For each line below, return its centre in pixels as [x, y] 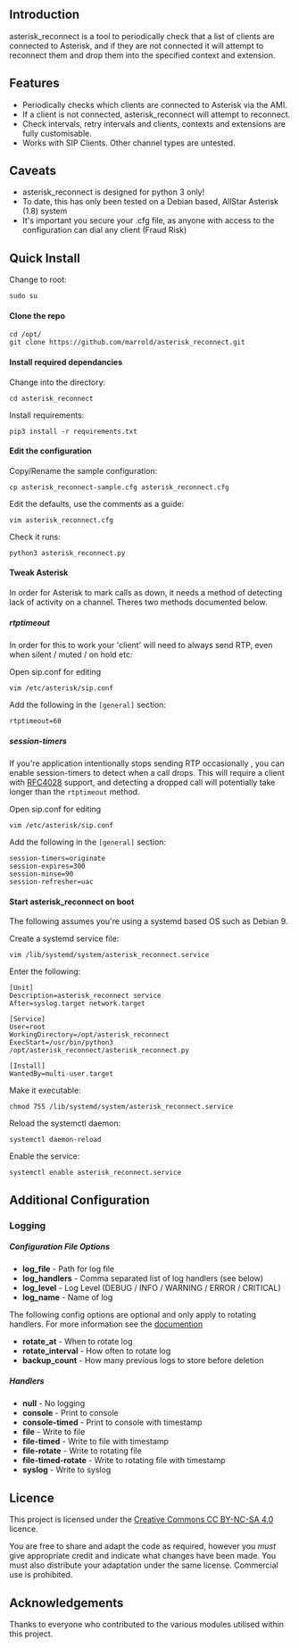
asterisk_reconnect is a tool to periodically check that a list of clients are [142, 36]
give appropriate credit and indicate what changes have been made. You [143, 1556]
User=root [28, 1027]
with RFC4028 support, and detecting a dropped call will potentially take [142, 782]
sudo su [24, 296]
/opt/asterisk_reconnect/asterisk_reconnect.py [100, 1051]
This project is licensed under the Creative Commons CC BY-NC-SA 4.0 [141, 1519]
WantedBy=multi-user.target [62, 1074]
